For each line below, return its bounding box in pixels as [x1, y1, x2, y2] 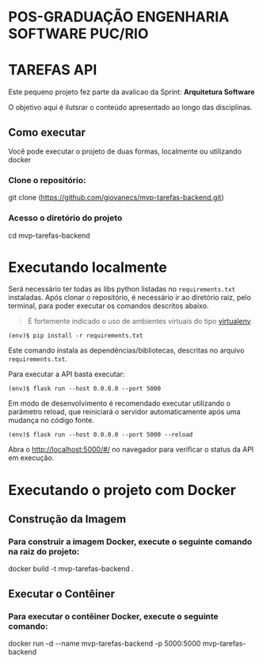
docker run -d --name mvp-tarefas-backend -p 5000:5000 [8, 638, 201, 649]
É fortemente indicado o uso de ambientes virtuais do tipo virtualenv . [27, 317, 253, 326]
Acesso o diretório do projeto [8, 212, 123, 223]
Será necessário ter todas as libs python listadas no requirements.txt [8, 284, 236, 294]
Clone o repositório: [8, 174, 86, 185]
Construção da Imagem [8, 512, 127, 526]
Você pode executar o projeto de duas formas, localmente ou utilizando [8, 147, 242, 156]
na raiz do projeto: [8, 546, 80, 557]
